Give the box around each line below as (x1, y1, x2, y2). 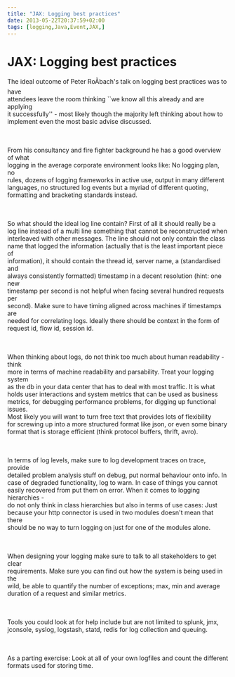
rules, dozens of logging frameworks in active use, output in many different (7, 176, 224, 184)
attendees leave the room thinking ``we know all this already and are (7, 95, 205, 103)
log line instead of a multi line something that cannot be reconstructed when (7, 227, 228, 236)
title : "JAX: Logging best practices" (7, 10, 121, 18)
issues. (7, 405, 28, 414)
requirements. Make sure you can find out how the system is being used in (7, 567, 223, 576)
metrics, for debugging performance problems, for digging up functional (7, 398, 216, 406)
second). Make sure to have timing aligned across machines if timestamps (7, 302, 222, 310)
